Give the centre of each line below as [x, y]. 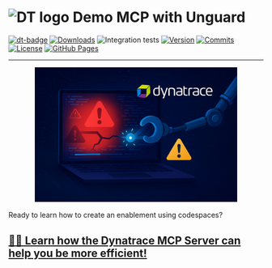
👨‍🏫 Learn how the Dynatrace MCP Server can [125, 240]
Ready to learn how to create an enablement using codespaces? [116, 215]
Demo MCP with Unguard [159, 17]
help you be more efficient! [78, 253]
